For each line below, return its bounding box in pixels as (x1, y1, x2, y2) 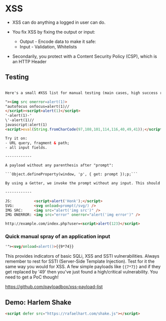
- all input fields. (5, 145, 48, 150)
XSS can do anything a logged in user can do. (12, 19, 106, 25)
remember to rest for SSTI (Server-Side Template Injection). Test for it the (5, 258, 155, 265)
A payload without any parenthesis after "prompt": (5, 163, 114, 168)
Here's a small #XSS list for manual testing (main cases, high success (5, 90, 158, 95)
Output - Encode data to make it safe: (19, 38, 96, 45)
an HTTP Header (12, 58, 47, 64)
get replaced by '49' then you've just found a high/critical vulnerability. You (5, 269, 158, 275)
